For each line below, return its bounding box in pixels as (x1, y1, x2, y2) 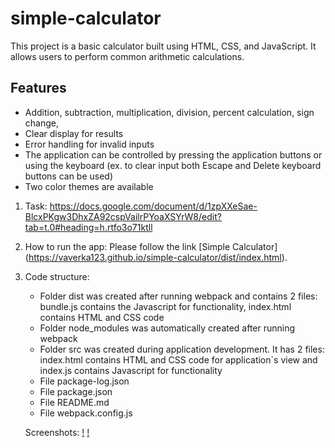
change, (24, 117, 59, 129)
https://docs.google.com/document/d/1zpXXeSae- (49, 200, 258, 212)
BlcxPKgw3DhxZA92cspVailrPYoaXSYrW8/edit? (24, 210, 222, 222)
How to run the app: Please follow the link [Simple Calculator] (24, 240, 278, 252)
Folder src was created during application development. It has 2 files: (39, 343, 325, 355)
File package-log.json (39, 375, 130, 387)
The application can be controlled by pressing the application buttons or (24, 148, 323, 161)
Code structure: (24, 270, 90, 282)
